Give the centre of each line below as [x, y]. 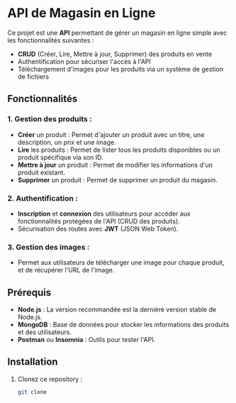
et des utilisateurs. [45, 332]
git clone [32, 392]
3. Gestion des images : [49, 247]
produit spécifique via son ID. [60, 157]
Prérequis [29, 292]
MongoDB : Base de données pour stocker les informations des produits [123, 325]
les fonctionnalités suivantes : [51, 40]
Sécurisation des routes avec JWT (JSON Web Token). [98, 228]
